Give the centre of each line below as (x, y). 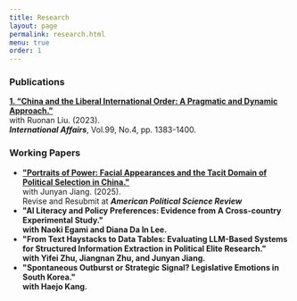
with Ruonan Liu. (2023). (55, 121)
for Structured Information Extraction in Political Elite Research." (144, 248)
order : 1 (25, 51)
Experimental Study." (63, 220)
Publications (37, 82)
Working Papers (45, 153)
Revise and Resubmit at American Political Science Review (132, 201)
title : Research (39, 17)
